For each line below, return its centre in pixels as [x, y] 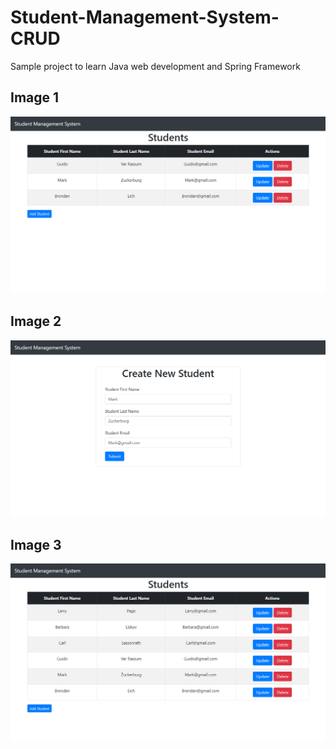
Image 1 [35, 97]
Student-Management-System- [145, 17]
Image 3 [36, 544]
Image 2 [36, 321]
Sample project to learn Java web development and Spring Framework [155, 66]
